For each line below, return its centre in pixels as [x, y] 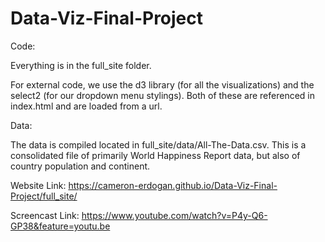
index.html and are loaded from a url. [86, 106]
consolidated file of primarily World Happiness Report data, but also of [155, 155]
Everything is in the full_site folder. [81, 65]
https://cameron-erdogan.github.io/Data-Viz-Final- [173, 185]
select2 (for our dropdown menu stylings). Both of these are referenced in [162, 95]
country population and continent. [80, 166]
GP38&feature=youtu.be [60, 226]
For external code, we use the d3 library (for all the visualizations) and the [162, 84]
